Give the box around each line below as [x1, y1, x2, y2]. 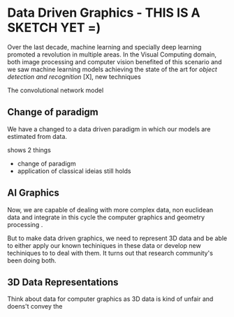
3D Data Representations [7, 276, 119, 288]
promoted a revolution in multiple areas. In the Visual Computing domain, [7, 50, 217, 59]
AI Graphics [7, 187, 59, 199]
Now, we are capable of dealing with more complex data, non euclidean [7, 205, 214, 214]
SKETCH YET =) [7, 20, 101, 36]
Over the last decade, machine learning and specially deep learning [7, 43, 202, 51]
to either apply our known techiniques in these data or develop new [7, 241, 201, 249]
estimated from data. [7, 132, 68, 140]
